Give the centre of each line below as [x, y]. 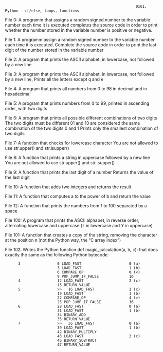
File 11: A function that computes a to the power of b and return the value [78, 196]
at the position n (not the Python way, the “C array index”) [63, 240]
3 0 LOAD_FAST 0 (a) [79, 264]
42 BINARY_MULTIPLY [77, 332]
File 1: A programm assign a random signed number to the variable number [80, 39]
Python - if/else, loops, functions [42, 11]
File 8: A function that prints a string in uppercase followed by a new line [78, 157]
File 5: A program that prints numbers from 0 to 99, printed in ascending [77, 103]
